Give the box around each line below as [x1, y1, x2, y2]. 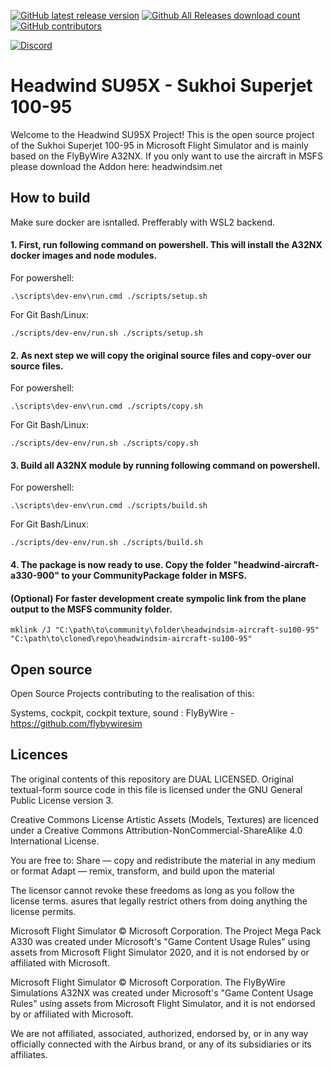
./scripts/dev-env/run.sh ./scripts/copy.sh [10, 438, 199, 449]
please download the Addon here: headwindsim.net [10, 160, 223, 172]
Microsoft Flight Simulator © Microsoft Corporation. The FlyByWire [10, 976, 286, 988]
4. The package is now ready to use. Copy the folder [10, 558, 232, 570]
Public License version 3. [10, 794, 114, 806]
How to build [10, 190, 91, 207]
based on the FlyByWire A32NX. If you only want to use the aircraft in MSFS [10, 150, 323, 162]
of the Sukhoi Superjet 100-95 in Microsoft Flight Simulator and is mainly [10, 139, 309, 151]
